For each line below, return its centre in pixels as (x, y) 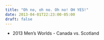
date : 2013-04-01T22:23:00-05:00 (40, 14)
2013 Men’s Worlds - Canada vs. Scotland (56, 33)
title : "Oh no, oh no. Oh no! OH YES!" (47, 10)
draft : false (19, 19)
